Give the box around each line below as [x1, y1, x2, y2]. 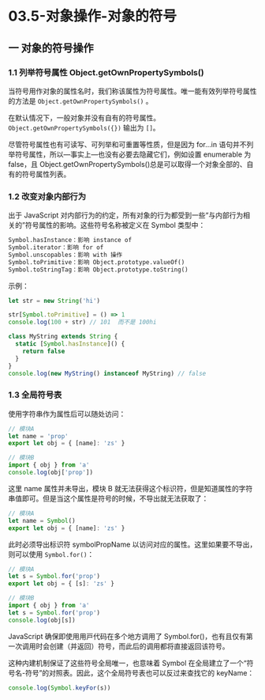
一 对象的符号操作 [8, 41, 94, 55]
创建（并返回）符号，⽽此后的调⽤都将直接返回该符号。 [49, 641, 230, 651]
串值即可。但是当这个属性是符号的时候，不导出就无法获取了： [8, 494, 209, 503]
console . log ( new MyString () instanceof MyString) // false [8, 369, 207, 377]
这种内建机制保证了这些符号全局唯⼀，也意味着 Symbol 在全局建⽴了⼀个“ [8, 658, 247, 668]
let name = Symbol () [8, 516, 77, 524]
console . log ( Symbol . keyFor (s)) [8, 683, 111, 692]
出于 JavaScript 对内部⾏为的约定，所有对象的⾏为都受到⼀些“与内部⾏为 [8, 210, 244, 220]
